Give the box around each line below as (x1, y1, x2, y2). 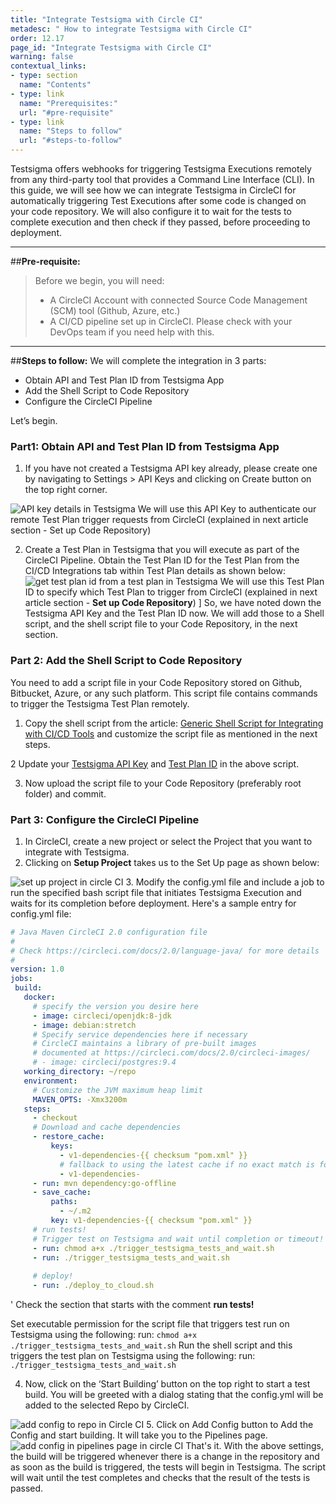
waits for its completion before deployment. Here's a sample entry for (10, 897, 297, 909)
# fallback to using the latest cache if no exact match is (59, 1159, 315, 1170)
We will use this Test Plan (219, 576, 325, 588)
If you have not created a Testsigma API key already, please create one (24, 462, 318, 475)
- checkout (32, 1113, 78, 1123)
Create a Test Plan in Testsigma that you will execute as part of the (24, 544, 300, 556)
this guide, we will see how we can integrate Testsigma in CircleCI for (10, 184, 297, 196)
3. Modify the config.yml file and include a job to (125, 876, 325, 888)
